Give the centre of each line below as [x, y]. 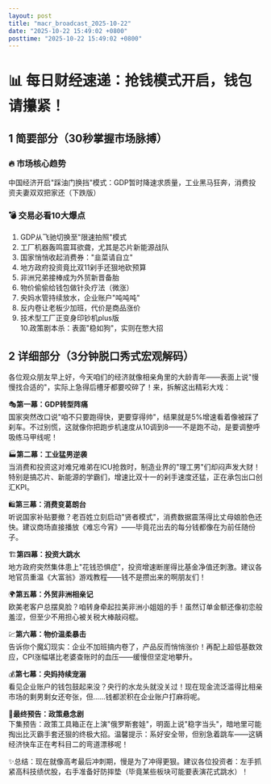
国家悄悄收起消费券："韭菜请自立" [76, 257]
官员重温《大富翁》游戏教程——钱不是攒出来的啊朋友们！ [110, 577]
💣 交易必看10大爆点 [47, 216]
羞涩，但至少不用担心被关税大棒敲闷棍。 [75, 617]
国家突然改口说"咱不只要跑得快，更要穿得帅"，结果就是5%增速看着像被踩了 [134, 417]
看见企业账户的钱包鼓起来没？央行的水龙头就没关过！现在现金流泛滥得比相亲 [135, 687]
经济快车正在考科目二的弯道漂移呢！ [69, 744]
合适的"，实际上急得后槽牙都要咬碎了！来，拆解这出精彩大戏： [127, 387]
